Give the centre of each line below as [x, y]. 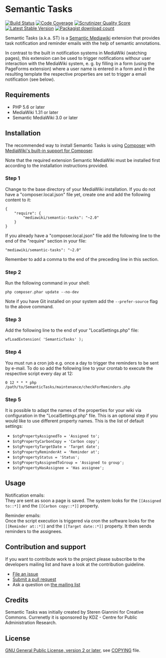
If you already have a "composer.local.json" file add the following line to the [83, 236]
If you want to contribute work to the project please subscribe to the [75, 559]
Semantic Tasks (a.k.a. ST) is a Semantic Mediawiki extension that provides [83, 38]
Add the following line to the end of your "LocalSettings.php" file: [72, 330]
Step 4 [13, 352]
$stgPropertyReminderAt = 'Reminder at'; [56, 452]
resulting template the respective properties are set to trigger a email [76, 74]
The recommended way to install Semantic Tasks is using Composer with [80, 145]
